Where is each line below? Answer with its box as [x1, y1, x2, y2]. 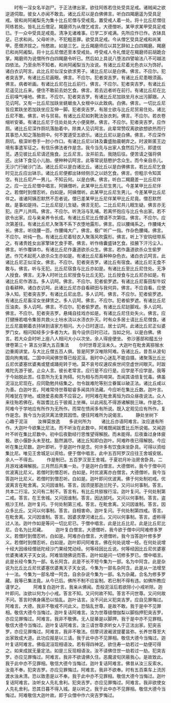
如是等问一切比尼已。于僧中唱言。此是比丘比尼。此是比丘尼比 [36, 520, 166, 526]
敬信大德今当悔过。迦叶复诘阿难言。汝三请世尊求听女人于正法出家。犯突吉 [5, 622, 161, 628]
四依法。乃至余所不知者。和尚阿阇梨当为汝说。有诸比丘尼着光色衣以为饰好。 [5, 62, 166, 68]
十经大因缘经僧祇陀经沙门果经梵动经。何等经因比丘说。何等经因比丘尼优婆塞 [5, 546, 166, 552]
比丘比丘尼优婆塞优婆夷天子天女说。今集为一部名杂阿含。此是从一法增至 [14, 565, 166, 571]
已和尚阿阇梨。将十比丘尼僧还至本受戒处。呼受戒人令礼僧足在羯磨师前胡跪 [5, 49, 161, 55]
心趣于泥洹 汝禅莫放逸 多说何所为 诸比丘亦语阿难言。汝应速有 [5, 418, 159, 424]
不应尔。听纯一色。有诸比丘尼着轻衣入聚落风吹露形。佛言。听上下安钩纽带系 [5, 234, 166, 239]
